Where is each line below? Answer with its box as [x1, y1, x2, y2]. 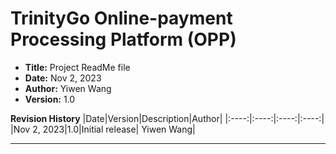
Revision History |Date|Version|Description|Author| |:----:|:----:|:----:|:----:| [10, 112, 325, 124]
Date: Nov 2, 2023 [24, 72, 102, 84]
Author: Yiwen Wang [24, 82, 112, 94]
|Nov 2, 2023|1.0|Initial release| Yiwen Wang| [10, 123, 196, 135]
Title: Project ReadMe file [24, 61, 131, 73]
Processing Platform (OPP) [10, 28, 237, 51]
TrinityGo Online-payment [10, 7, 233, 30]
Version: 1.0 [24, 93, 76, 105]
